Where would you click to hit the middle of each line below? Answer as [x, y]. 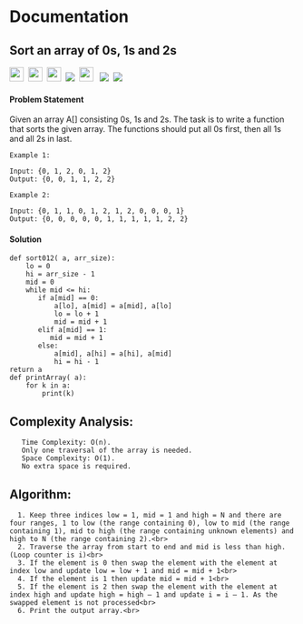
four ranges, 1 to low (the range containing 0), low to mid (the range [150, 523]
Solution [26, 239]
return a [26, 370]
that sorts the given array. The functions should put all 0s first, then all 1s [145, 129]
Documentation [69, 17]
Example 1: [30, 156]
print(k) [59, 394]
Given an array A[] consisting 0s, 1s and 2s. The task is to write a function [147, 119]
